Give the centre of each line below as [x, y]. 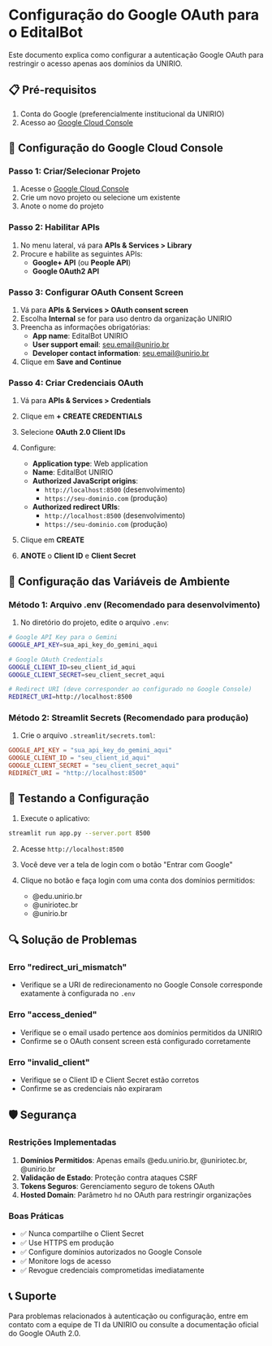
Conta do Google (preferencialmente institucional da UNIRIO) [122, 114]
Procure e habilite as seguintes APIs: [82, 253]
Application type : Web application [90, 464]
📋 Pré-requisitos [53, 90]
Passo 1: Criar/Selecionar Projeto [74, 171]
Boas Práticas [36, 1216]
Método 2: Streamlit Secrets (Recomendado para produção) [129, 718]
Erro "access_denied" [53, 1015]
